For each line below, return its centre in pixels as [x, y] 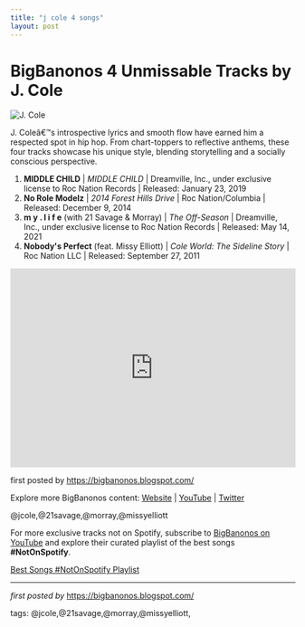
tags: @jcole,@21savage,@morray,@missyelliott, [100, 613]
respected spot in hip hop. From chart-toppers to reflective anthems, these [150, 142]
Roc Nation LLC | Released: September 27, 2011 [111, 256]
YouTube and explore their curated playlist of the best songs [123, 543]
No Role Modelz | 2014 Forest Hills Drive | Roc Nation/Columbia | [144, 198]
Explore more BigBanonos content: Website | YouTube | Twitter [128, 498]
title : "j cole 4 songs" [57, 18]
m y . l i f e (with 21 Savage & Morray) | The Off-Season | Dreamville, [151, 217]
